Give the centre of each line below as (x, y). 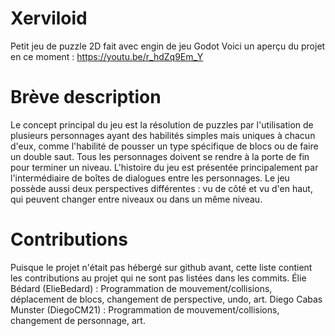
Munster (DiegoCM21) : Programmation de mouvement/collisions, (145, 309)
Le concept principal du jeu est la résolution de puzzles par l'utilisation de (162, 124)
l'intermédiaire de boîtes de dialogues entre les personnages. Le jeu (150, 178)
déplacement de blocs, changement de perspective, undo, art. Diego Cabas (166, 299)
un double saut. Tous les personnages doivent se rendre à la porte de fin (160, 156)
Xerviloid (49, 18)
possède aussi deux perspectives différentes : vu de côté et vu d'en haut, (161, 188)
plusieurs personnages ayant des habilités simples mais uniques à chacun (163, 135)
